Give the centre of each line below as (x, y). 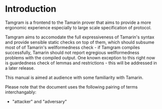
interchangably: (21, 92)
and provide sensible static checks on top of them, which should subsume (80, 42)
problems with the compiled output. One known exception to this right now (80, 57)
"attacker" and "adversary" (40, 101)
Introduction (31, 9)
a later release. (20, 68)
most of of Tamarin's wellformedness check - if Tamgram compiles (72, 47)
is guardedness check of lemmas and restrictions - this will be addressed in (81, 63)
